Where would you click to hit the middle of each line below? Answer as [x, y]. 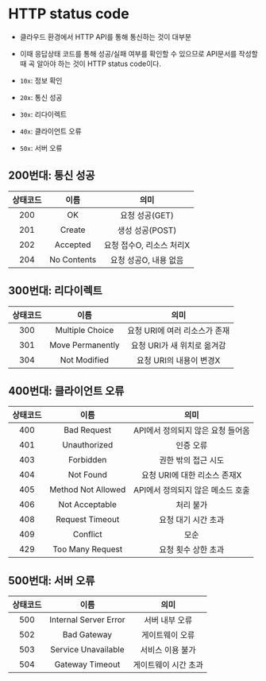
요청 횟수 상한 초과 [191, 550]
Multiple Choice [85, 330]
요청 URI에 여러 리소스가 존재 [179, 331]
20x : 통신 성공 [41, 97]
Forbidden [88, 460]
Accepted [73, 245]
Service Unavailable [87, 650]
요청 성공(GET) [147, 215]
